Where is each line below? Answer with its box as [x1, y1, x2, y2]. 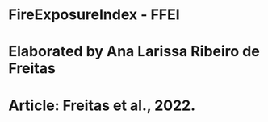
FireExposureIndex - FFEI [8, 6, 180, 24]
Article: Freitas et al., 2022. [8, 96, 196, 114]
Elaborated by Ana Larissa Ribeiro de [8, 43, 260, 61]
